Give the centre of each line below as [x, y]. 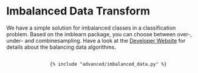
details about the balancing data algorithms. [61, 47]
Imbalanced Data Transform [78, 11]
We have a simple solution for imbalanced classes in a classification [91, 28]
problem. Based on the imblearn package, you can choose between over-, [99, 34]
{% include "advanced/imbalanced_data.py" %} [108, 64]
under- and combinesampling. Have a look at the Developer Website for [96, 40]
